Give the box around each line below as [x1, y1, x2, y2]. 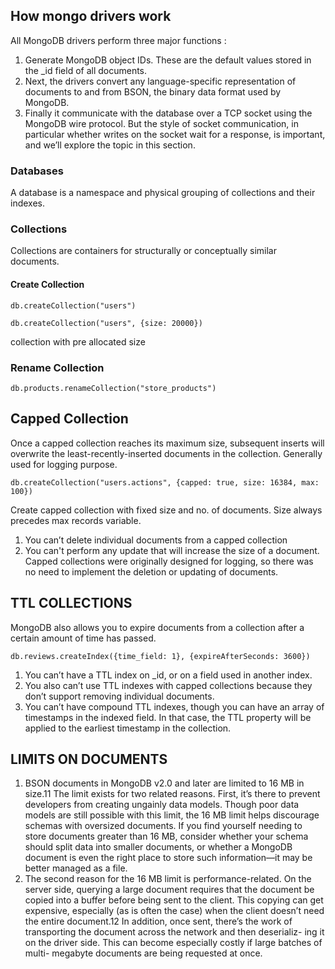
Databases [10, 164, 64, 178]
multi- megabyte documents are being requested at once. [24, 947, 263, 959]
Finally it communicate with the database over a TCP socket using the [24, 107, 313, 119]
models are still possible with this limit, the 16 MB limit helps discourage [24, 809, 320, 821]
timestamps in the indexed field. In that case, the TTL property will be [24, 711, 312, 723]
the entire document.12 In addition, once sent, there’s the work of [24, 915, 293, 928]
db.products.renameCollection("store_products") [10, 383, 217, 393]
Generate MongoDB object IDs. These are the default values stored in [24, 54, 312, 66]
